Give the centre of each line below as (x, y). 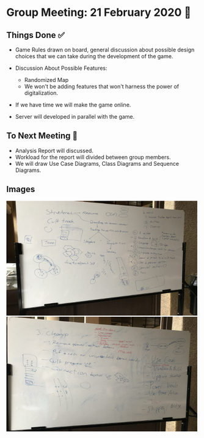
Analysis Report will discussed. (54, 150)
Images (21, 189)
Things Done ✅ (36, 35)
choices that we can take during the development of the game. (94, 56)
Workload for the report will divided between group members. (93, 157)
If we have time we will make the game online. (73, 105)
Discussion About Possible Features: (61, 68)
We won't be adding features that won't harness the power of (101, 86)
